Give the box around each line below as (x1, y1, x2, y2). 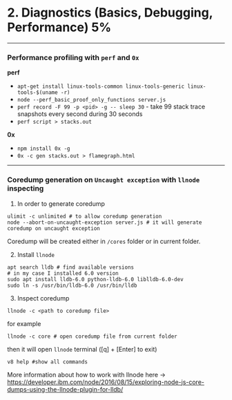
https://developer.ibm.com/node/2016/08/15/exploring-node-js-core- (7, 378, 205, 386)
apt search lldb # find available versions (7, 264, 135, 271)
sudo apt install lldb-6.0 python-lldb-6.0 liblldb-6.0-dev (7, 276, 184, 283)
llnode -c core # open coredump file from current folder (7, 333, 177, 340)
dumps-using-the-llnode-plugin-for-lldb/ (7, 385, 124, 393)
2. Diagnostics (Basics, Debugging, (7, 5, 213, 21)
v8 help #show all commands (7, 358, 88, 365)
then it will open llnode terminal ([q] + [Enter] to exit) (7, 345, 157, 353)
